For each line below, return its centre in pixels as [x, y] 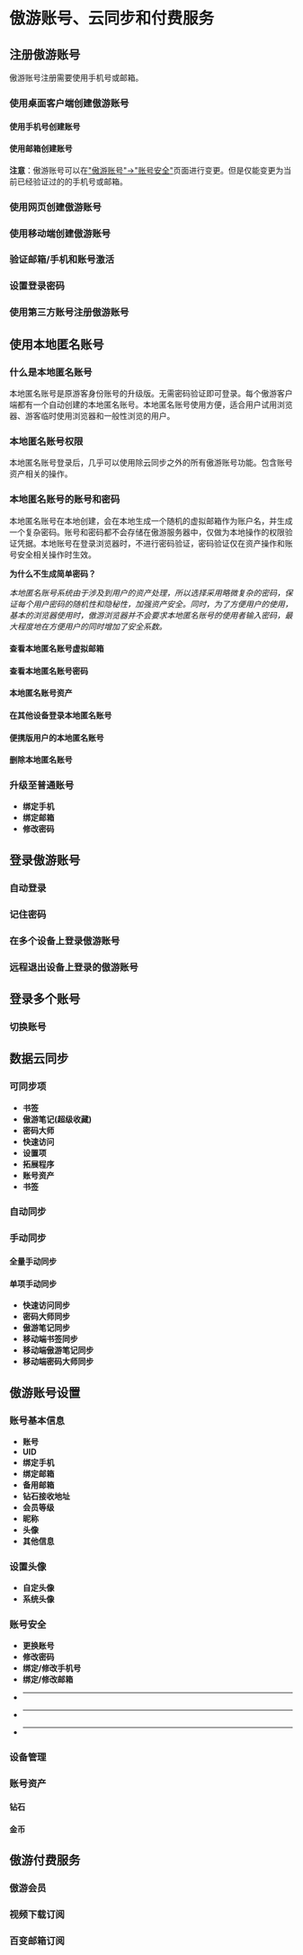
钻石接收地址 [46, 1496]
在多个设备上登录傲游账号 [65, 940]
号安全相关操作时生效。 [53, 555]
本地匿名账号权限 [46, 441]
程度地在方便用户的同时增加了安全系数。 [92, 626]
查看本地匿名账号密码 [49, 671]
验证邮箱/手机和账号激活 [62, 260]
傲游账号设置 [45, 1393]
